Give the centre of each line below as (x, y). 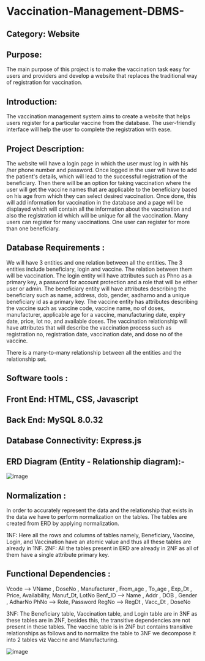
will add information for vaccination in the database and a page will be (95, 203)
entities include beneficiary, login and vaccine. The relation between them (99, 269)
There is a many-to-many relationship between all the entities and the (94, 352)
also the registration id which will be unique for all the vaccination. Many (97, 216)
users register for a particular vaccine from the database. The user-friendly (101, 123)
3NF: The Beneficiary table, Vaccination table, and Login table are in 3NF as (102, 613)
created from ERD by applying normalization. (63, 523)
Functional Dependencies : (58, 574)
